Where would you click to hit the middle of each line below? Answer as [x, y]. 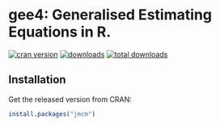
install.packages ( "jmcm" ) [52, 114]
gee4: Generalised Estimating [110, 15]
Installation [37, 80]
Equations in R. [60, 32]
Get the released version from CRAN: [70, 99]
